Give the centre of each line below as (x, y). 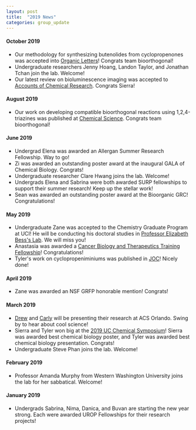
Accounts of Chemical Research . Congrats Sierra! (75, 85)
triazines (25, 118)
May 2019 (18, 214)
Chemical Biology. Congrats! (49, 169)
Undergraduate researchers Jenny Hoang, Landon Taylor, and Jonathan (102, 67)
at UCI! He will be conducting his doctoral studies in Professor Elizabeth (102, 234)
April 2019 (19, 278)
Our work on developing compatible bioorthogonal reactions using (95, 112)
